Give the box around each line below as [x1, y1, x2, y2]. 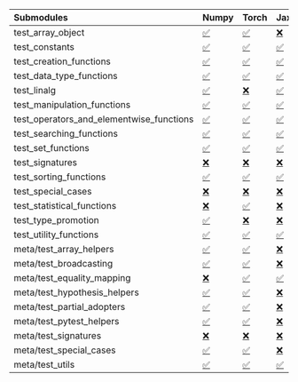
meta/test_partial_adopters [13, 301, 126, 313]
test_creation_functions [13, 55, 111, 68]
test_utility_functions [13, 228, 99, 241]
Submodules [13, 12, 68, 23]
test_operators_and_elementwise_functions [13, 113, 194, 125]
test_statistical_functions [13, 200, 117, 211]
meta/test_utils [13, 359, 75, 370]
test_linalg [13, 84, 56, 96]
